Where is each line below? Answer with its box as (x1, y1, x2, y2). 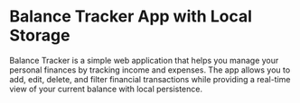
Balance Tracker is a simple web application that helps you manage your (9, 55, 279, 65)
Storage (9, 25, 70, 46)
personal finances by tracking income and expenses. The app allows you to (9, 64, 291, 75)
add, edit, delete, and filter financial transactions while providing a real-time (9, 73, 291, 84)
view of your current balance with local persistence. (9, 83, 203, 94)
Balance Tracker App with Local (9, 6, 253, 27)
